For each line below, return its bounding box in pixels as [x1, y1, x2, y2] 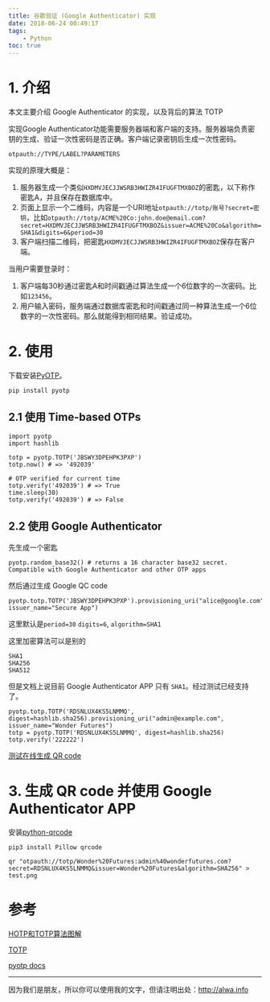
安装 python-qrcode [8, 827, 73, 837]
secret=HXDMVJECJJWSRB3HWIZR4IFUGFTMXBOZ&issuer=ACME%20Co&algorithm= [19, 222, 262, 230]
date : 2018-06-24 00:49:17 [8, 19, 99, 27]
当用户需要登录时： [8, 264, 72, 274]
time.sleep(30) [8, 489, 59, 497]
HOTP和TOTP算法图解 [8, 929, 82, 938]
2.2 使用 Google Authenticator [8, 520, 162, 534]
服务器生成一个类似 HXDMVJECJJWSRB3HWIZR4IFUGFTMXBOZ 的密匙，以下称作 [19, 183, 256, 192]
